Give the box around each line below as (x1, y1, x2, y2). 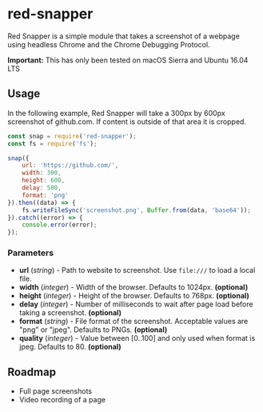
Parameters (7, 247, 54, 258)
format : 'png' (22, 191, 69, 199)
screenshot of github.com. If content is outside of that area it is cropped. (7, 117, 247, 126)
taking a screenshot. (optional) (18, 308, 122, 318)
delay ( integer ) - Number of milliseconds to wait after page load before (18, 299, 253, 309)
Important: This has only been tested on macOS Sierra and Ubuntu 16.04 (7, 55, 249, 65)
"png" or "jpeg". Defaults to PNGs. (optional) (18, 325, 168, 334)
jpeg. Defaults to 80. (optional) (18, 342, 122, 352)
